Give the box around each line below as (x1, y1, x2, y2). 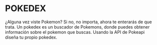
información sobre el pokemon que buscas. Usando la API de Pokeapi (5, 29, 145, 35)
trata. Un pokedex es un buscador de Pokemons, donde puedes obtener (5, 24, 150, 30)
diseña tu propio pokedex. (5, 34, 57, 40)
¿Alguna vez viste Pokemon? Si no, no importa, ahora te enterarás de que (5, 19, 152, 25)
